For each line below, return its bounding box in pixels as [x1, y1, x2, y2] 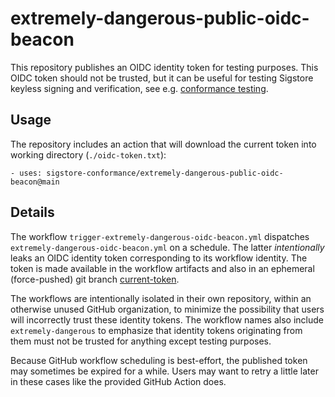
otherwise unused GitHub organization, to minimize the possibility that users [10, 303, 325, 315]
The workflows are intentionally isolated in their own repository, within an [10, 292, 312, 304]
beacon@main [10, 177, 60, 187]
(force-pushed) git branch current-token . [10, 273, 180, 285]
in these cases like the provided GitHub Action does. [10, 375, 227, 387]
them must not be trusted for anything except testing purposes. [10, 335, 272, 347]
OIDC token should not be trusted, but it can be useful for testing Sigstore [10, 72, 314, 84]
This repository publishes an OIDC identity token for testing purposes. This [10, 61, 319, 73]
